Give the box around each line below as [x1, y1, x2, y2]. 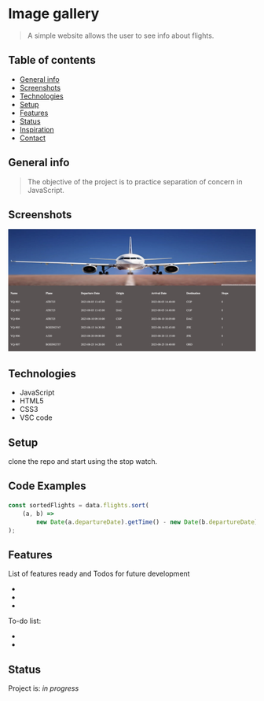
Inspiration [19, 124, 54, 134]
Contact [19, 133, 46, 143]
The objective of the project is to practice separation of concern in [27, 176, 243, 186]
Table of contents [8, 54, 96, 67]
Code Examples [8, 480, 86, 493]
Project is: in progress [8, 684, 79, 693]
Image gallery [8, 5, 100, 23]
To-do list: [8, 616, 42, 626]
